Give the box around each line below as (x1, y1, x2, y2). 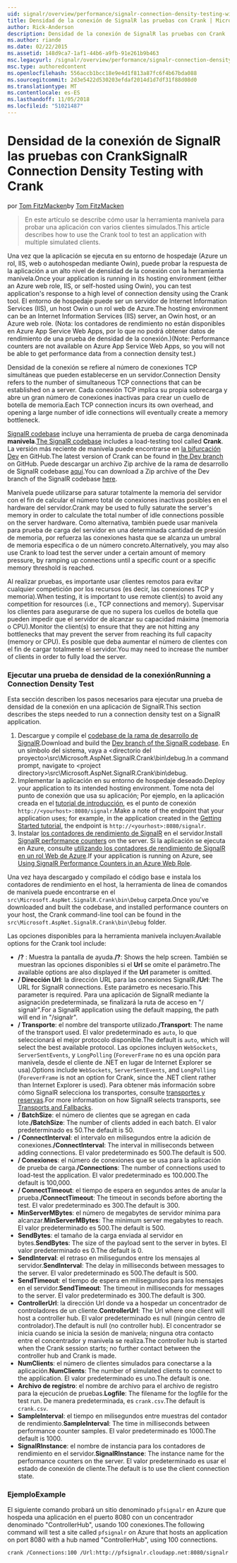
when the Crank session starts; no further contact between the (17, 1344, 201, 1353)
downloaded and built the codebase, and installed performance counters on (7, 903, 229, 912)
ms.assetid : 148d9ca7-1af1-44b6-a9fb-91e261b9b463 (7, 50, 159, 57)
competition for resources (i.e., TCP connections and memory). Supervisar (7, 600, 224, 608)
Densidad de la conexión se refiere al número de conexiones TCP (7, 362, 197, 372)
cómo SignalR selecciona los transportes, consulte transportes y (17, 1088, 206, 1097)
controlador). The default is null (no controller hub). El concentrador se (17, 1322, 221, 1330)
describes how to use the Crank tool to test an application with (24, 230, 207, 239)
